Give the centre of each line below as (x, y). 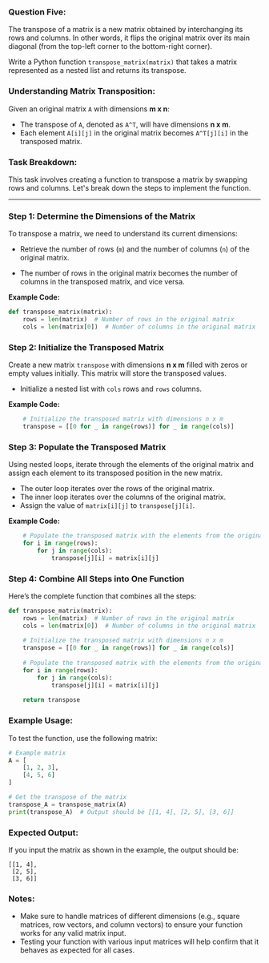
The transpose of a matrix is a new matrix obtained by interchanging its (126, 30)
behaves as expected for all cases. (77, 950)
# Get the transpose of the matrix (68, 797)
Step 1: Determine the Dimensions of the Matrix (102, 216)
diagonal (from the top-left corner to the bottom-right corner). (110, 46)
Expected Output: (43, 832)
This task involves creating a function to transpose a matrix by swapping (128, 179)
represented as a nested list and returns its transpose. (97, 71)
